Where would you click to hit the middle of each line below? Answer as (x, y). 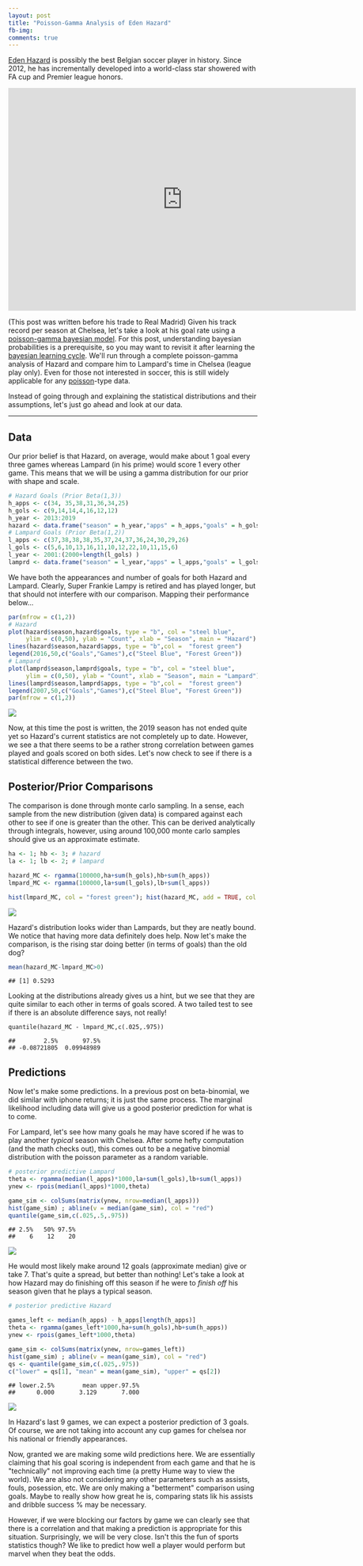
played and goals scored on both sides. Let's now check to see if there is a (130, 753)
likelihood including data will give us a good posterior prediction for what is (130, 1108)
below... (21, 602)
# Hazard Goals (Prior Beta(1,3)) (65, 496)
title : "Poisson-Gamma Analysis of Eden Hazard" (90, 23)
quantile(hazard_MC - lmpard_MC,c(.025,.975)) (86, 1027)
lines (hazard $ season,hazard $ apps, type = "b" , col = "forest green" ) (125, 646)
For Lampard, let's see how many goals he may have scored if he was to (126, 1132)
